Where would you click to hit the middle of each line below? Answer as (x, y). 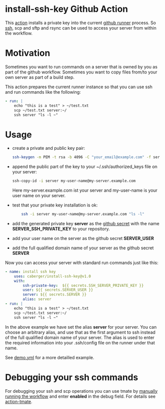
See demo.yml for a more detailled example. (50, 357)
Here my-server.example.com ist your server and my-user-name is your (85, 190)
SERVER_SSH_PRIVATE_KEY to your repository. (61, 229)
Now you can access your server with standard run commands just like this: (82, 263)
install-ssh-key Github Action (67, 9)
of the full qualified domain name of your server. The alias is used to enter (80, 337)
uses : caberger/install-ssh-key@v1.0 (53, 276)
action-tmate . (19, 401)
